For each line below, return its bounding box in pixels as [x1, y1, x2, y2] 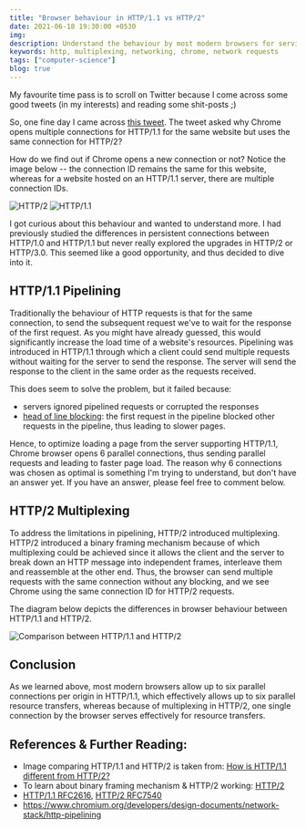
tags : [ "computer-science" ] [9, 56, 117, 65]
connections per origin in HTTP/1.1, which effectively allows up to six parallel [9, 690, 296, 702]
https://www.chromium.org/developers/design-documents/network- [22, 800, 280, 811]
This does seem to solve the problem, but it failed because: [9, 383, 232, 394]
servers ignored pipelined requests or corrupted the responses [22, 400, 260, 411]
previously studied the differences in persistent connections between [9, 227, 270, 238]
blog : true [9, 65, 51, 74]
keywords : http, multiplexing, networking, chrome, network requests [9, 47, 280, 57]
